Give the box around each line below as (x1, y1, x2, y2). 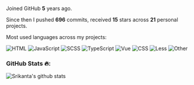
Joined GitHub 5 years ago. (6, 5, 72, 12)
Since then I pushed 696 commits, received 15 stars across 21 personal (6, 16, 178, 23)
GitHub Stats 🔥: (6, 59, 51, 68)
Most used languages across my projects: (6, 34, 107, 40)
